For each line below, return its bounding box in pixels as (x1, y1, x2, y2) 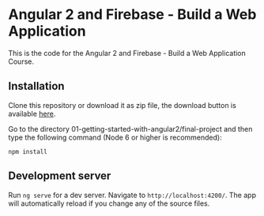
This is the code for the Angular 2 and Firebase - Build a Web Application (8, 48, 247, 58)
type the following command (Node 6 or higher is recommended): (8, 132, 223, 142)
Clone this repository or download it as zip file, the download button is (8, 100, 237, 110)
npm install (8, 147, 47, 155)
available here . (8, 109, 56, 118)
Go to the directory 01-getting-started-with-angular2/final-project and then (8, 124, 253, 133)
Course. (8, 57, 34, 66)
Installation (8, 80, 65, 93)
